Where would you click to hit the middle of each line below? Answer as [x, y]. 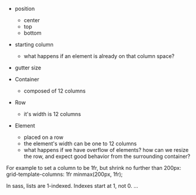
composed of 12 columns [55, 91]
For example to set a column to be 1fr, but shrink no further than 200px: [94, 168]
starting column [34, 45]
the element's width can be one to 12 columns [80, 144]
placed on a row [43, 137]
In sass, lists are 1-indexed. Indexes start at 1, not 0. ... [72, 186]
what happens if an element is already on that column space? [99, 56]
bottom [32, 33]
